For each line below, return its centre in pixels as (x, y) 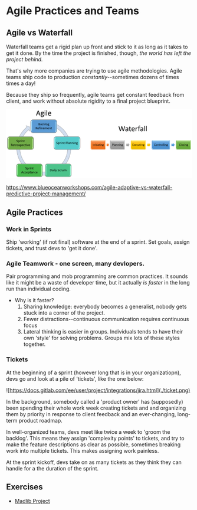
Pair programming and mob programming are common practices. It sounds (97, 276)
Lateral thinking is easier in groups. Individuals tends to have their (103, 332)
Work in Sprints (29, 229)
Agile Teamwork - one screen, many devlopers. (75, 263)
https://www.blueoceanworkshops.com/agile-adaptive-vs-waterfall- (89, 188)
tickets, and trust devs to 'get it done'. (52, 249)
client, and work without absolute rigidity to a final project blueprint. (88, 101)
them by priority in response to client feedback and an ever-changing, (91, 414)
